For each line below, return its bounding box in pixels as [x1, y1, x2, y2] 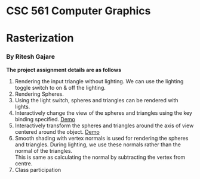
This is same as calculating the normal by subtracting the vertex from [14, 153, 186, 161]
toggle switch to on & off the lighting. [14, 84, 106, 91]
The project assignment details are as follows [6, 66, 121, 73]
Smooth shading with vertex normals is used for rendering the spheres [14, 134, 189, 142]
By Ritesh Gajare [6, 52, 56, 61]
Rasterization [6, 32, 74, 45]
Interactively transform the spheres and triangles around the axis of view [14, 122, 194, 129]
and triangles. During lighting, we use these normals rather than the [14, 141, 181, 148]
